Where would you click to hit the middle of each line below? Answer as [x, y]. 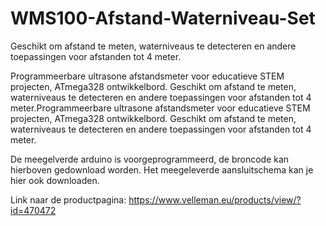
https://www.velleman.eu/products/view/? [215, 199]
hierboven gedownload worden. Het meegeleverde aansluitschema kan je [162, 169]
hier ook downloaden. [55, 180]
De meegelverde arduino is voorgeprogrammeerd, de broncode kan [150, 159]
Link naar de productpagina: [68, 199]
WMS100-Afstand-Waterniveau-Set [163, 18]
